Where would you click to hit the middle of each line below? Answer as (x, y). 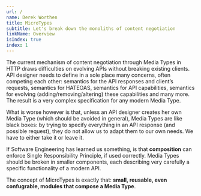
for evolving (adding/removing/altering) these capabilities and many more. (98, 94)
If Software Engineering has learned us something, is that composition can (99, 149)
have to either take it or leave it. (45, 137)
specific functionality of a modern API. (54, 168)
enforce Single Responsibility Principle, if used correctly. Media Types (93, 155)
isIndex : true (24, 40)
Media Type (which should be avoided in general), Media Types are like (94, 118)
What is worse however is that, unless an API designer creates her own (94, 112)
